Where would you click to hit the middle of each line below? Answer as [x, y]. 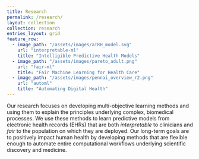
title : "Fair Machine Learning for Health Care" [79, 72]
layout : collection [31, 23]
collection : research [34, 28]
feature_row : [23, 39]
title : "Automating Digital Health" [63, 89]
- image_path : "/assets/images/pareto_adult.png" [75, 61]
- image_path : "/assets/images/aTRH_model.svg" [72, 45]
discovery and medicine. [37, 150]
